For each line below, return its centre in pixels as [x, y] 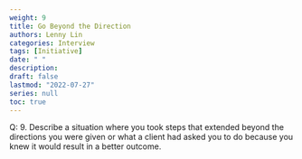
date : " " [28, 60]
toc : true [28, 102]
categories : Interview [52, 43]
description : [34, 69]
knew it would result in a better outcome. [85, 146]
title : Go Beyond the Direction [70, 26]
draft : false [34, 77]
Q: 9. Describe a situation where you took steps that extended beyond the [147, 127]
